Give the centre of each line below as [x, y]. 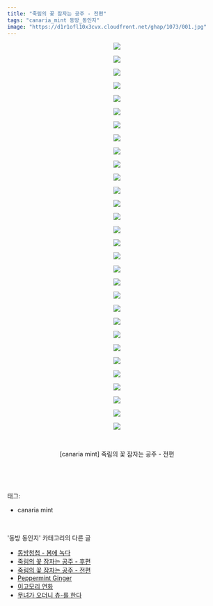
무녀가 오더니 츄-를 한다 [49, 596]
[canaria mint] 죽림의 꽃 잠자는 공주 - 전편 [117, 454]
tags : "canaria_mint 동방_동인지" [54, 20]
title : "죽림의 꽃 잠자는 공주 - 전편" [57, 14]
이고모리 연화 [35, 586]
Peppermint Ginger [45, 578]
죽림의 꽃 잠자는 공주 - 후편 [54, 562]
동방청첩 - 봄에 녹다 [44, 553]
